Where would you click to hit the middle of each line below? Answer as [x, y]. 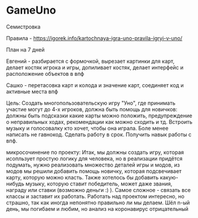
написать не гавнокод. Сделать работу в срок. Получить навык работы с [99, 134]
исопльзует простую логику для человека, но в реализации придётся [94, 158]
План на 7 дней [25, 49]
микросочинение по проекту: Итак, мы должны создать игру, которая [95, 152]
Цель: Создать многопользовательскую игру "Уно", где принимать [91, 103]
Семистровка [23, 27]
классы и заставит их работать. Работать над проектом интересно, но [95, 196]
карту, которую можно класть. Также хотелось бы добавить [82, 177]
